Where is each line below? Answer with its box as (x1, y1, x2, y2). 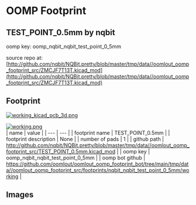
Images (6, 190, 34, 200)
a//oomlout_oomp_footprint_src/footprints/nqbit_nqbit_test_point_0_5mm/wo (6, 166, 190, 173)
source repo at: (6, 54, 43, 61)
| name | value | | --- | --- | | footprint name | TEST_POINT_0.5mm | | (6, 129, 170, 136)
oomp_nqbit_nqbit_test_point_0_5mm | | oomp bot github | (6, 154, 146, 161)
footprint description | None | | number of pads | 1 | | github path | (6, 135, 164, 142)
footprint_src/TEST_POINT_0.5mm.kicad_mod (6, 148, 116, 155)
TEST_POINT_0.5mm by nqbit (6, 28, 115, 37)
